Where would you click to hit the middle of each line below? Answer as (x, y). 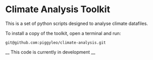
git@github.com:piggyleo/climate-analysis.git (56, 42)
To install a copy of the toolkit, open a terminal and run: (63, 33)
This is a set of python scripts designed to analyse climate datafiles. (77, 23)
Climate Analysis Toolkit (58, 9)
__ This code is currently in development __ (50, 52)
